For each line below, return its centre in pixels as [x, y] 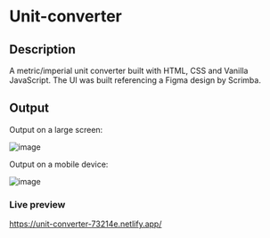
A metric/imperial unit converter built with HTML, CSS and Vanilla [129, 70]
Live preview [37, 204]
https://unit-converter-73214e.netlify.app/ [86, 224]
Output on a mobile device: [59, 164]
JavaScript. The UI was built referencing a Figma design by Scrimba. [135, 80]
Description [42, 49]
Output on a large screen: [56, 129]
